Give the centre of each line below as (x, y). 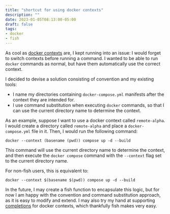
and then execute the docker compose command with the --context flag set (83, 155)
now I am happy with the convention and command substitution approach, (83, 195)
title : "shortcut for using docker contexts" (54, 10)
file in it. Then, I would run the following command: (84, 131)
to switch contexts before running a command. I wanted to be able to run (82, 58)
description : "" (22, 15)
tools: (11, 84)
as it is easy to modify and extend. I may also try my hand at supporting (80, 200)
